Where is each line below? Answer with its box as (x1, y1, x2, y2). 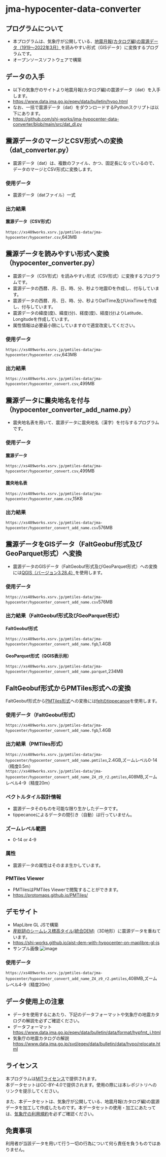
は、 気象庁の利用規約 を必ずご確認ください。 (5, 1111, 97, 1117)
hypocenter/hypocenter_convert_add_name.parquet (5, 670, 107, 674)
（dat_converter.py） (5, 146, 73, 154)
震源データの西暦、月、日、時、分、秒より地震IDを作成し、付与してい (12, 285, 155, 291)
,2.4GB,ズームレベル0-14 (107, 757, 158, 763)
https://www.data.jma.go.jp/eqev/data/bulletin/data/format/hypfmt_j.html (12, 1029, 161, 1035)
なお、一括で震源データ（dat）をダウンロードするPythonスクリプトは (12, 104, 155, 110)
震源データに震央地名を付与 (5, 396, 90, 405)
